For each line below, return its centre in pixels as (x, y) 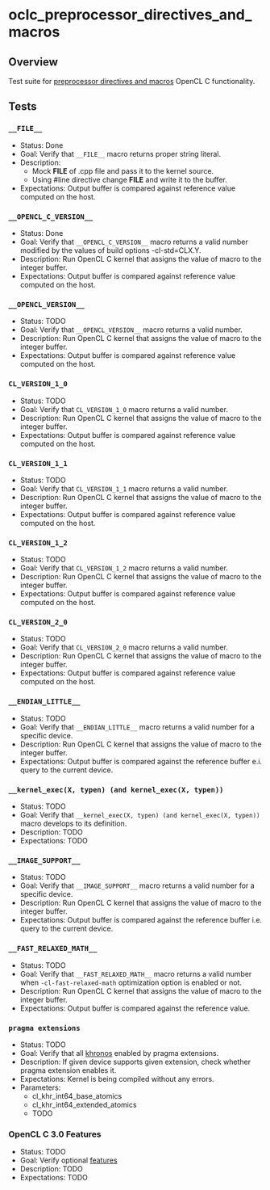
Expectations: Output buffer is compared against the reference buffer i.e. (141, 920)
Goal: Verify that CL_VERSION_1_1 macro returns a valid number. (124, 488)
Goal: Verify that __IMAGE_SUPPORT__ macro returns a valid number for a (137, 885)
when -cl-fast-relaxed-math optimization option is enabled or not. (131, 982)
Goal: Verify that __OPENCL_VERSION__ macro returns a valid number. (131, 330)
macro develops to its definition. (73, 824)
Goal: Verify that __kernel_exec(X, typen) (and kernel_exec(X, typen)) (140, 815)
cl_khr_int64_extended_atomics (84, 1104)
